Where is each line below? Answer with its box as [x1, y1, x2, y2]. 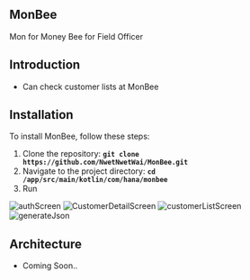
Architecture [9, 236, 83, 251]
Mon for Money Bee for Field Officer [9, 31, 144, 41]
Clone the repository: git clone [22, 149, 139, 159]
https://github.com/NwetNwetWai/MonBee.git [22, 158, 189, 167]
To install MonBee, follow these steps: [9, 131, 150, 142]
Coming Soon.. [22, 260, 78, 271]
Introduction [9, 58, 81, 73]
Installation [9, 107, 74, 122]
